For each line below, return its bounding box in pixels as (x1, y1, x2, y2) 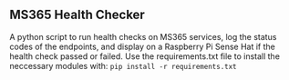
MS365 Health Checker (9, 7, 146, 23)
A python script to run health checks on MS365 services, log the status (9, 31, 277, 42)
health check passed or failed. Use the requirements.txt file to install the (9, 50, 281, 62)
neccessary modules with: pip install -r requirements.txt (9, 60, 237, 71)
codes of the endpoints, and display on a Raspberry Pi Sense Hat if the (9, 41, 275, 52)
